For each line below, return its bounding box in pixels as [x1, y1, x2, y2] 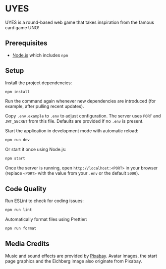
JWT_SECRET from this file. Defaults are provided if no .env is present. [5, 118, 144, 124]
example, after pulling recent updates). [5, 104, 84, 109]
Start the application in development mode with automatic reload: [5, 128, 139, 134]
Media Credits [5, 240, 50, 248]
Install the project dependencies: [5, 80, 72, 86]
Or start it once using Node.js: [5, 147, 66, 153]
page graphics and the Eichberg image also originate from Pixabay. [5, 258, 142, 264]
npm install [5, 89, 30, 94]
